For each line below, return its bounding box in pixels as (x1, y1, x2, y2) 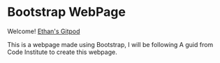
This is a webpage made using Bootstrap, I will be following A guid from (7, 40, 214, 48)
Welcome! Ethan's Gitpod (7, 27, 80, 35)
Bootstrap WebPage (7, 4, 126, 20)
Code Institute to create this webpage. (7, 48, 117, 56)
